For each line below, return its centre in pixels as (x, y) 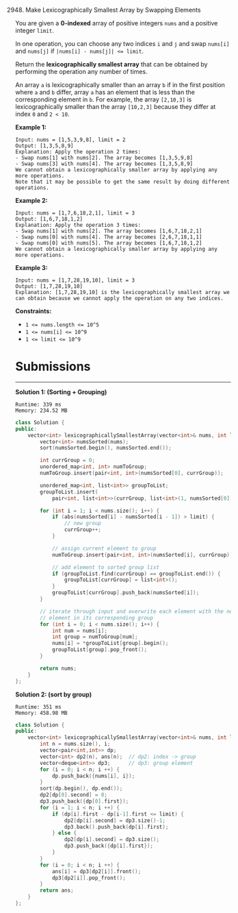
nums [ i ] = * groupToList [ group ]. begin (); (110, 644)
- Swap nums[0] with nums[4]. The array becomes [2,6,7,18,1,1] (109, 237)
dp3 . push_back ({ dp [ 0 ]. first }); (84, 801)
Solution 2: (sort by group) (54, 694)
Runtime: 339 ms (38, 404)
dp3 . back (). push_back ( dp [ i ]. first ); (116, 827)
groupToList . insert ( (69, 492)
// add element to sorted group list (106, 567)
